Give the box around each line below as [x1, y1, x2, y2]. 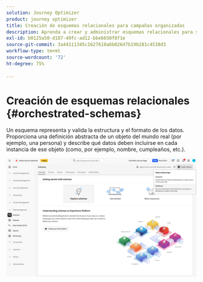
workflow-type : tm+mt [6, 48, 61, 54]
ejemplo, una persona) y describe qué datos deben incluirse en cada [6, 139, 178, 147]
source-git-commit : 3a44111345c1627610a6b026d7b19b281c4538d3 [6, 42, 166, 48]
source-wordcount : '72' [6, 54, 66, 60]
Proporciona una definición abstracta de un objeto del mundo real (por [6, 133, 182, 140]
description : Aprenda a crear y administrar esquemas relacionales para [6, 29, 193, 35]
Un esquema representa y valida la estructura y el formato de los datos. [6, 127, 185, 134]
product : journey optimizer [6, 16, 77, 22]
